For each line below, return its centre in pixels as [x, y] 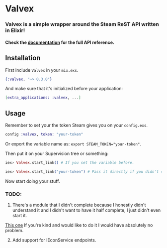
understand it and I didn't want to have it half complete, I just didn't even [86, 210]
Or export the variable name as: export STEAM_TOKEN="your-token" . [73, 144]
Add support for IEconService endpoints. [54, 240]
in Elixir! [15, 30]
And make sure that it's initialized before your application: [64, 89]
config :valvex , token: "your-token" [44, 134]
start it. [20, 215]
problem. [14, 230]
